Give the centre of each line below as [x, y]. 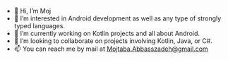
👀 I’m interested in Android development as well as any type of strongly [118, 18]
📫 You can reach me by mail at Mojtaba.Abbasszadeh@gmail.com [111, 49]
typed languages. [40, 26]
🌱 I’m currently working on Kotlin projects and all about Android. [107, 33]
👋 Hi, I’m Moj [32, 11]
